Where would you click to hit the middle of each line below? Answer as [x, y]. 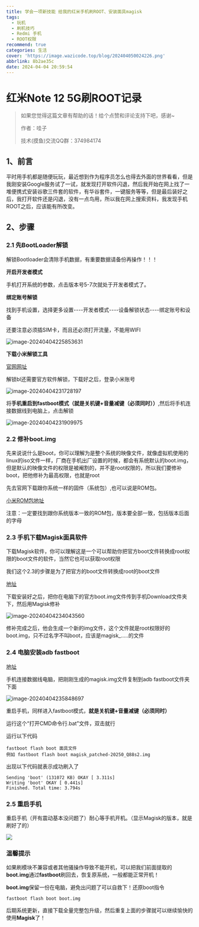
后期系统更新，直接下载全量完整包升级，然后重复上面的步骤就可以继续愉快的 [99, 910]
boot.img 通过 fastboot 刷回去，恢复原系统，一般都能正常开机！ [83, 875]
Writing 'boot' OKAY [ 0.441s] [45, 783]
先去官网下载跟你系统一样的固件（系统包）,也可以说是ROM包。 [83, 488]
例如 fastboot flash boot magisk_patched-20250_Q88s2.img [78, 754]
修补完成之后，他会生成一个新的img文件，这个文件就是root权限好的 [88, 628]
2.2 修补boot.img [31, 439]
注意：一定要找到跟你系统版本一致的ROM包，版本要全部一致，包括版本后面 [98, 513]
